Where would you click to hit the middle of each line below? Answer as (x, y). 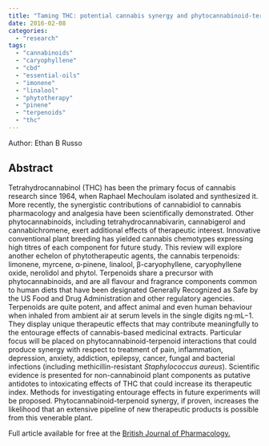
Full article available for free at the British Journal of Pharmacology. (119, 433)
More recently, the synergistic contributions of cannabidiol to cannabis (125, 205)
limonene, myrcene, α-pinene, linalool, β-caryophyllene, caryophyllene (125, 264)
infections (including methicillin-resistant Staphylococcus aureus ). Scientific (134, 367)
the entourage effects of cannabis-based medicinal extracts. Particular (125, 332)
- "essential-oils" (48, 75)
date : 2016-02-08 (37, 23)
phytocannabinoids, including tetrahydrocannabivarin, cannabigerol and (127, 221)
